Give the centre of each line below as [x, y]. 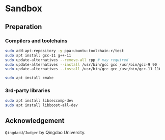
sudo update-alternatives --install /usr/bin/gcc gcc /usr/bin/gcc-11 [79, 69]
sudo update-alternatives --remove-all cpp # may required [67, 60]
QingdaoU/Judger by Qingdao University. [45, 132]
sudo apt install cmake [29, 78]
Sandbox [24, 9]
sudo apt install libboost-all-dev [41, 105]
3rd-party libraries [28, 90]
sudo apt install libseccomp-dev [39, 101]
